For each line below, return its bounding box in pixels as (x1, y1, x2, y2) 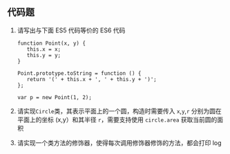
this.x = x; (26, 45, 61, 53)
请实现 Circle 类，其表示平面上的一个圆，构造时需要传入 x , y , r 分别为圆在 (17, 107, 222, 115)
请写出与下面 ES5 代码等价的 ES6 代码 (17, 26, 126, 34)
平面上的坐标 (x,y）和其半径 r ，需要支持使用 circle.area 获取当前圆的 (17, 115, 218, 124)
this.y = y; (26, 52, 61, 58)
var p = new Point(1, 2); (17, 93, 92, 101)
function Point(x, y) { (17, 40, 86, 47)
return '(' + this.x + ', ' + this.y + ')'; (26, 76, 157, 82)
